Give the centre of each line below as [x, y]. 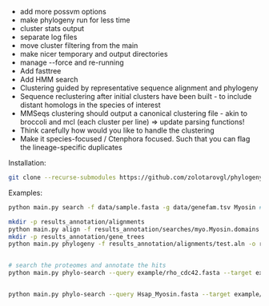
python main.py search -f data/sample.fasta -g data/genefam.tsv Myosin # [136, 207]
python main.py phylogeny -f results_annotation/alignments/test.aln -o [132, 244]
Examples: [25, 193]
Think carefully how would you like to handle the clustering [117, 130]
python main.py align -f [50, 229]
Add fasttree [40, 71]
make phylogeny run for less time [75, 20]
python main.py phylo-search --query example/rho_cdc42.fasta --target [130, 273]
